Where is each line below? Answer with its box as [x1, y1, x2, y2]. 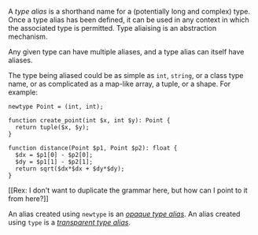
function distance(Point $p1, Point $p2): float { [8, 144, 178, 152]
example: [8, 88, 38, 97]
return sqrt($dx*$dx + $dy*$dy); [15, 165, 125, 173]
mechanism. [8, 32, 48, 41]
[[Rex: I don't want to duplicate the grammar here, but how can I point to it [8, 185, 248, 195]
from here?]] [8, 194, 49, 203]
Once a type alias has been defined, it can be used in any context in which [8, 15, 249, 24]
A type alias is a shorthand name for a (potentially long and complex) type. [8, 7, 250, 16]
